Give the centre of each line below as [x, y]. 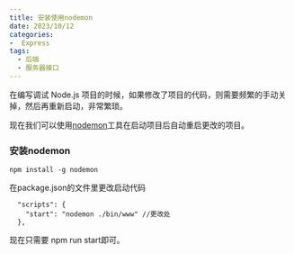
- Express [30, 43]
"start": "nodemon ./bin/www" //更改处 [98, 214]
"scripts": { [42, 205]
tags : [19, 51]
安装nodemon [40, 150]
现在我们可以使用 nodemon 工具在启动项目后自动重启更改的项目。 [129, 125]
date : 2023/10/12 [42, 26]
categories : [31, 34]
